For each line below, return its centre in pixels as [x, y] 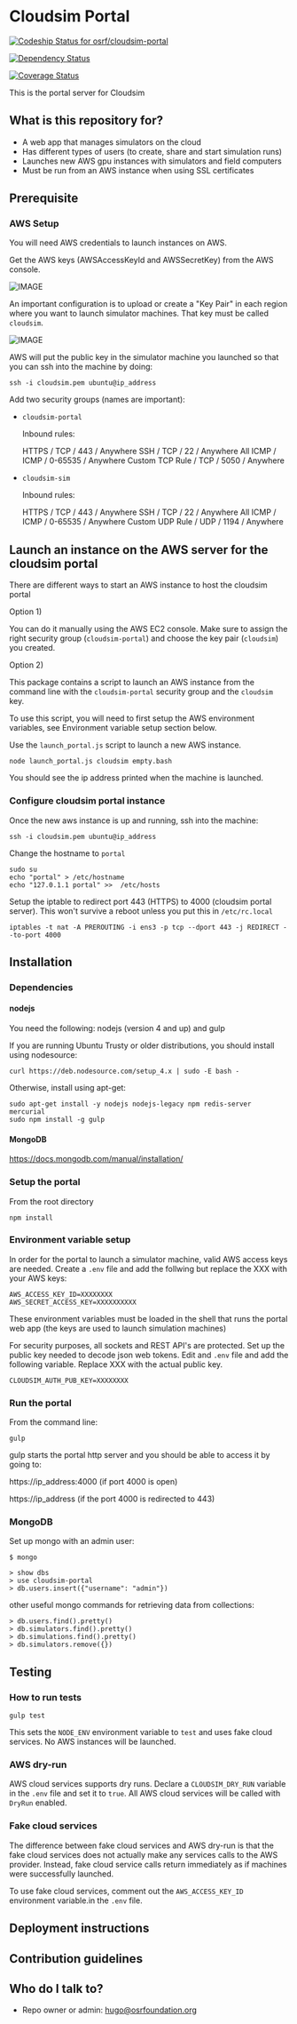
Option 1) [26, 612]
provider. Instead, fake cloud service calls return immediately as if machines [148, 1864]
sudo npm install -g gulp [57, 1120]
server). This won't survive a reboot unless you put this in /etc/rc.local [141, 911]
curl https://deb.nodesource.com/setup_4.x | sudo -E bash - [125, 1072]
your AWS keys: [38, 1278]
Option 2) [27, 665]
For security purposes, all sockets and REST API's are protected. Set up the [147, 1345]
